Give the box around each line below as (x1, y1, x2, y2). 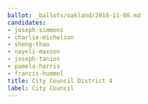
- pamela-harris (7, 63, 60, 70)
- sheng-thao (7, 41, 50, 48)
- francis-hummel (7, 70, 64, 77)
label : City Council (7, 84, 75, 92)
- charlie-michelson (7, 33, 75, 41)
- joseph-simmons (7, 26, 64, 34)
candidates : (7, 19, 46, 27)
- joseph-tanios (7, 56, 60, 63)
